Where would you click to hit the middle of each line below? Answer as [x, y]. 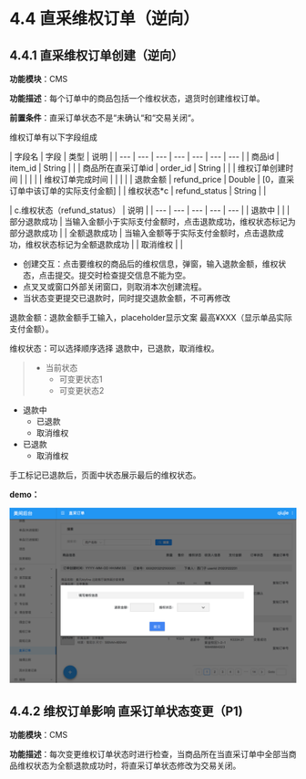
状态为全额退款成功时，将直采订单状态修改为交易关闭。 [137, 765]
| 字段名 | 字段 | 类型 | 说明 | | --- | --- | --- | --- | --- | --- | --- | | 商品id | [144, 157]
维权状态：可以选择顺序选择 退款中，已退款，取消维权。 [114, 348]
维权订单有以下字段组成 [53, 137]
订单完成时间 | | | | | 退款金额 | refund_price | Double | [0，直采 [177, 179]
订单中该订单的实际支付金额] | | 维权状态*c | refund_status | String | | [138, 191]
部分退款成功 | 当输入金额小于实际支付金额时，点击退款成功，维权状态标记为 [153, 221]
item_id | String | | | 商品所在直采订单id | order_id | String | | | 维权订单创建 [148, 168]
